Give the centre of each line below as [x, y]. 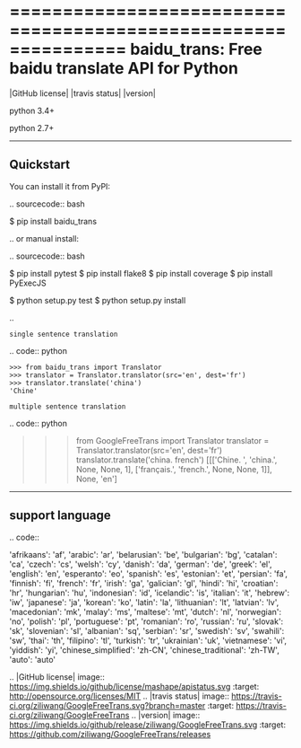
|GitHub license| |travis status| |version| [83, 93]
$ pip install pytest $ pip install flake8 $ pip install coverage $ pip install [141, 273]
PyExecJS [28, 283]
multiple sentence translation [68, 406]
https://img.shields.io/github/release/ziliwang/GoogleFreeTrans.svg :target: [148, 725]
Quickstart [40, 165]
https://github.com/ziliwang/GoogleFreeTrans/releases [110, 734]
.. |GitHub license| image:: [57, 677]
